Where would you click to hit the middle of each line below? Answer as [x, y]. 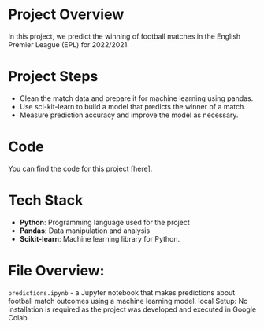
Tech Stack [46, 200]
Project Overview [66, 15]
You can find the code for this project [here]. [80, 168]
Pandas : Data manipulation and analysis [85, 231]
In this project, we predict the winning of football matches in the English [125, 36]
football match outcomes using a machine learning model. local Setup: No [128, 301]
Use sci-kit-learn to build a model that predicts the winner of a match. [133, 106]
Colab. [19, 317]
